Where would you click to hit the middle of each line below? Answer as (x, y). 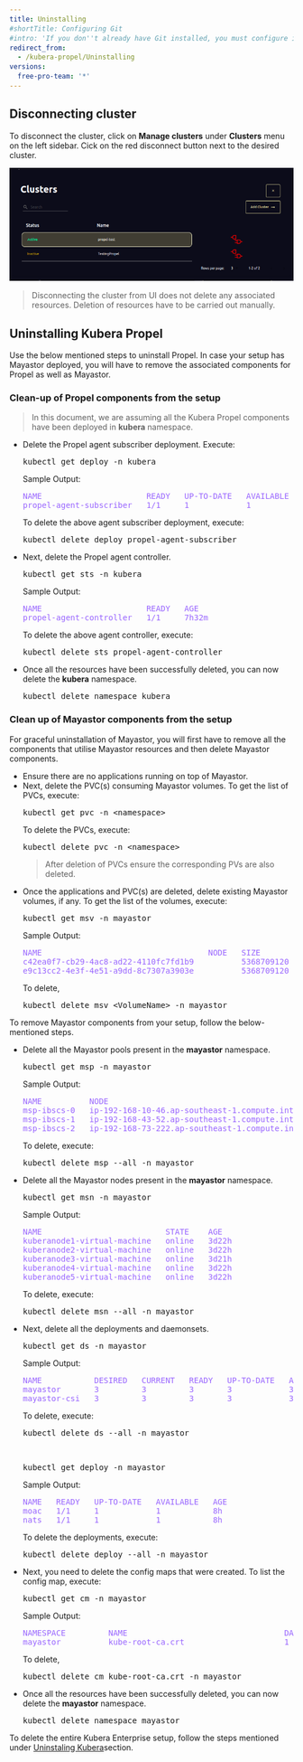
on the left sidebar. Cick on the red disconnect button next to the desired (144, 146)
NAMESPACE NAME (75, 1633)
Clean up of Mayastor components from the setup (121, 720)
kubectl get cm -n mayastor (84, 1598)
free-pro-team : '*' (54, 77)
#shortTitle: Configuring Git (66, 28)
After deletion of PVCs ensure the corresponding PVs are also (160, 864)
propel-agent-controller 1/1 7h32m (115, 618)
